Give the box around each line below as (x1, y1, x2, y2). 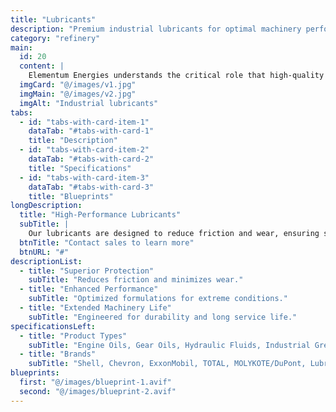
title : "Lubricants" (10, 14, 97, 25)
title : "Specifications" (28, 163, 132, 173)
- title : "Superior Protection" (19, 266, 155, 276)
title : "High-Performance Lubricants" (19, 210, 182, 220)
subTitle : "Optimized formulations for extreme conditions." (28, 294, 288, 304)
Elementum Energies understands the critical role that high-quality (28, 71, 325, 81)
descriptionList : (10, 256, 83, 266)
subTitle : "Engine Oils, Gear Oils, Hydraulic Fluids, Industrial (28, 340, 311, 350)
